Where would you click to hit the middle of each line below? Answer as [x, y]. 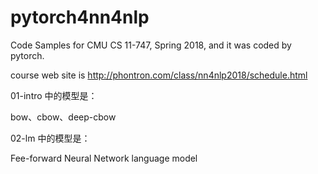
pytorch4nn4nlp [80, 17]
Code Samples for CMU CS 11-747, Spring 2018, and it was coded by [151, 45]
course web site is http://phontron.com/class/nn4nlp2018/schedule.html [159, 75]
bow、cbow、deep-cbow [63, 117]
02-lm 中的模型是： [50, 138]
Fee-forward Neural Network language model [104, 158]
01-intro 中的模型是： [54, 95]
